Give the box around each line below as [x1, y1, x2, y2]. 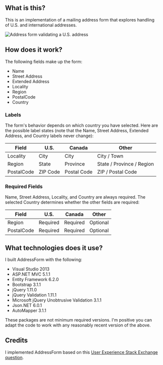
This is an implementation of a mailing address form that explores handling [5, 17, 155, 22]
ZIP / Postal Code [97, 168, 137, 175]
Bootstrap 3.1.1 [12, 282, 41, 287]
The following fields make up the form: [5, 59, 83, 64]
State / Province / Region [97, 161, 154, 167]
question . [5, 354, 24, 360]
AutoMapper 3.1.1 [12, 307, 46, 314]
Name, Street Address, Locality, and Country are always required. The [5, 194, 146, 200]
